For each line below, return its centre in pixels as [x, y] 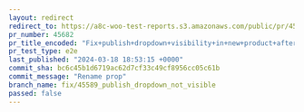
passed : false [35, 93]
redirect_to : [33, 26]
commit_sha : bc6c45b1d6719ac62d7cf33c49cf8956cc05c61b [114, 69]
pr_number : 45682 [41, 34]
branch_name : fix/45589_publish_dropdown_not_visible [113, 85]
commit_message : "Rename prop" [68, 77]
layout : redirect [41, 18]
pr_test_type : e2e [43, 51]
